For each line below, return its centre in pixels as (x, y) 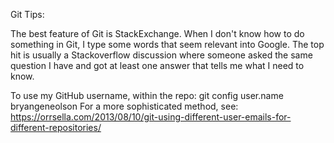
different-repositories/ (56, 127)
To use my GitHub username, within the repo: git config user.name (147, 95)
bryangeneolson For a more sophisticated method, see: (124, 106)
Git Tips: (27, 14)
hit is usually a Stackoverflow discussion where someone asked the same (161, 55)
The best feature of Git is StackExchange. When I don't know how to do (157, 33)
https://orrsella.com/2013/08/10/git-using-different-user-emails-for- (151, 117)
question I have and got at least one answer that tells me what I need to (157, 65)
